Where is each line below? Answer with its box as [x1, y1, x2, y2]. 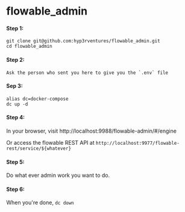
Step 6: [6, 185, 25, 193]
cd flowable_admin [6, 44, 52, 50]
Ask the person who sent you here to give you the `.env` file [6, 70, 169, 76]
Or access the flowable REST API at [6, 139, 95, 146]
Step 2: [6, 56, 25, 63]
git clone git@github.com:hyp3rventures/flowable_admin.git [6, 38, 161, 44]
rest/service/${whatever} [6, 145, 71, 151]
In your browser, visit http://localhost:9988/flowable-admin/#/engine [6, 127, 177, 134]
